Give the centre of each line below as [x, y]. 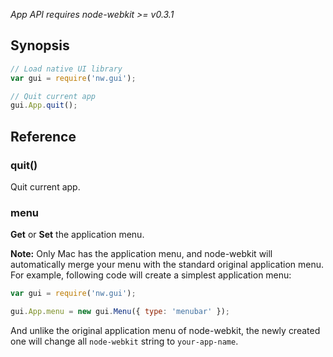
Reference [43, 136]
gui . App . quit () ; [44, 105]
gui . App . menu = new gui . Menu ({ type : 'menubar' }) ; [120, 312]
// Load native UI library [66, 69]
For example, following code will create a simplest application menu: [151, 275]
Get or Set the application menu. [77, 235]
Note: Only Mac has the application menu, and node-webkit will [141, 254]
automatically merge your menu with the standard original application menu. [167, 265]
